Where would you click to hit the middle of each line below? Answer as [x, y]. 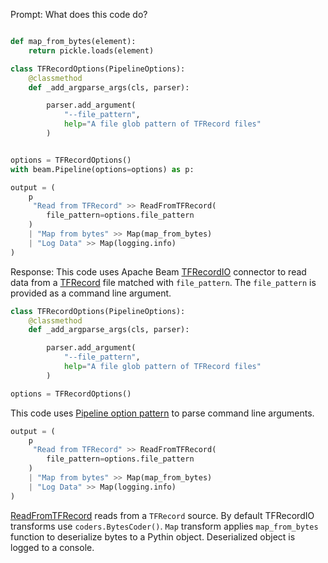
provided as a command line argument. [91, 293]
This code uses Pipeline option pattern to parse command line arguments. [162, 413]
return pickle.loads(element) [91, 50]
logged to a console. [52, 547]
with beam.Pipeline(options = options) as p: [102, 169]
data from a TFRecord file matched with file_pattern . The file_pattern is [163, 282]
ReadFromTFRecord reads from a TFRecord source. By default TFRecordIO [162, 515]
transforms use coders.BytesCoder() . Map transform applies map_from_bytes [164, 526]
